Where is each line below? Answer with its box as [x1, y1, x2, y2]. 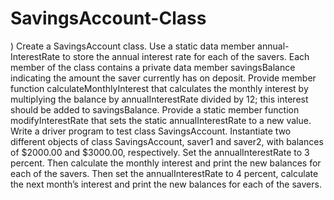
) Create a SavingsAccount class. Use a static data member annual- [10, 40, 290, 52]
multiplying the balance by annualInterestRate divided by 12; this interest [10, 93, 309, 105]
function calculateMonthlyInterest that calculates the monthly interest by [10, 82, 309, 94]
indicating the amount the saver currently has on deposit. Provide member [10, 72, 317, 84]
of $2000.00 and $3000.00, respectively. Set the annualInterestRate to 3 [10, 146, 310, 158]
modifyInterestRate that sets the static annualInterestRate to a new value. [10, 114, 312, 126]
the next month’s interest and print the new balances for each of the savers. [10, 178, 322, 190]
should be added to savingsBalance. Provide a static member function [10, 103, 300, 116]
